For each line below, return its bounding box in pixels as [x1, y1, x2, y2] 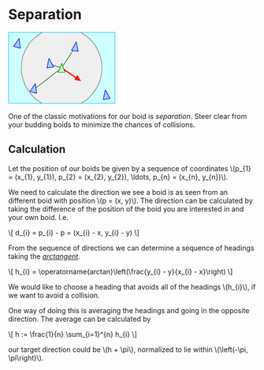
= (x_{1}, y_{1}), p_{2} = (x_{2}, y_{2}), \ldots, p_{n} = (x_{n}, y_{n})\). [8, 172, 229, 181]
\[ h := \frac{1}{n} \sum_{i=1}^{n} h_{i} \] [8, 329, 138, 338]
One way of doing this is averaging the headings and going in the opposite [8, 305, 250, 315]
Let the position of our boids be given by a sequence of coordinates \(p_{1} [8, 163, 252, 173]
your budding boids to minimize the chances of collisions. [8, 120, 195, 129]
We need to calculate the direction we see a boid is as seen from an [8, 187, 229, 196]
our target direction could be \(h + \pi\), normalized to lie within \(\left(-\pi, [8, 345, 248, 354]
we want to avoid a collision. [8, 290, 100, 300]
